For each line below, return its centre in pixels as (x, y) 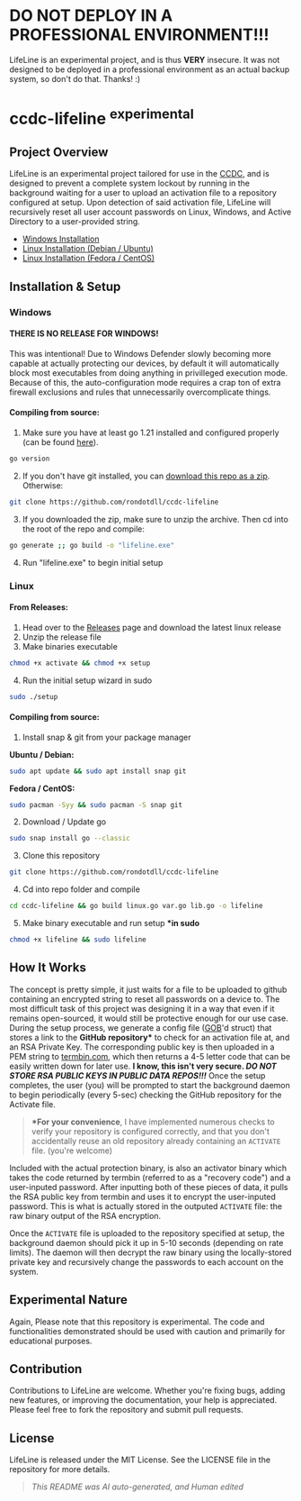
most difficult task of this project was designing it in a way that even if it (142, 1008)
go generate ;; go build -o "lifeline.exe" (92, 545)
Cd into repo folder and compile (81, 889)
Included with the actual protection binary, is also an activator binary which (148, 1168)
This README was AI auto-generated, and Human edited (137, 1487)
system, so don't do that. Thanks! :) (75, 78)
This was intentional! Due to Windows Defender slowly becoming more (140, 353)
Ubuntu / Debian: (42, 754)
